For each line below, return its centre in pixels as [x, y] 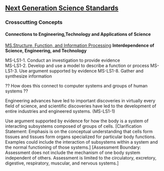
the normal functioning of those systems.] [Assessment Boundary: [73, 147]
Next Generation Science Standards [62, 8]
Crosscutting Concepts [34, 22]
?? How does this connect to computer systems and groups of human [77, 85]
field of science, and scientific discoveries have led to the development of [81, 106]
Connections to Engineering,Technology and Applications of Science [78, 34]
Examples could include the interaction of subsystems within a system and [82, 142]
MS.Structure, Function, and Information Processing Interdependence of [80, 45]
